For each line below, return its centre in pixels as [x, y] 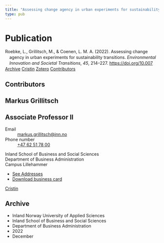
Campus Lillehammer [26, 164]
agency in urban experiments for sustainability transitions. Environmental [83, 57]
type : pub [15, 14]
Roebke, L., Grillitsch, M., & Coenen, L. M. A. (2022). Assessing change [76, 52]
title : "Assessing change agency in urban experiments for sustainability [83, 9]
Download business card [37, 179]
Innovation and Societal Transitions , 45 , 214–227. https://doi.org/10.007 [81, 63]
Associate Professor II [39, 117]
